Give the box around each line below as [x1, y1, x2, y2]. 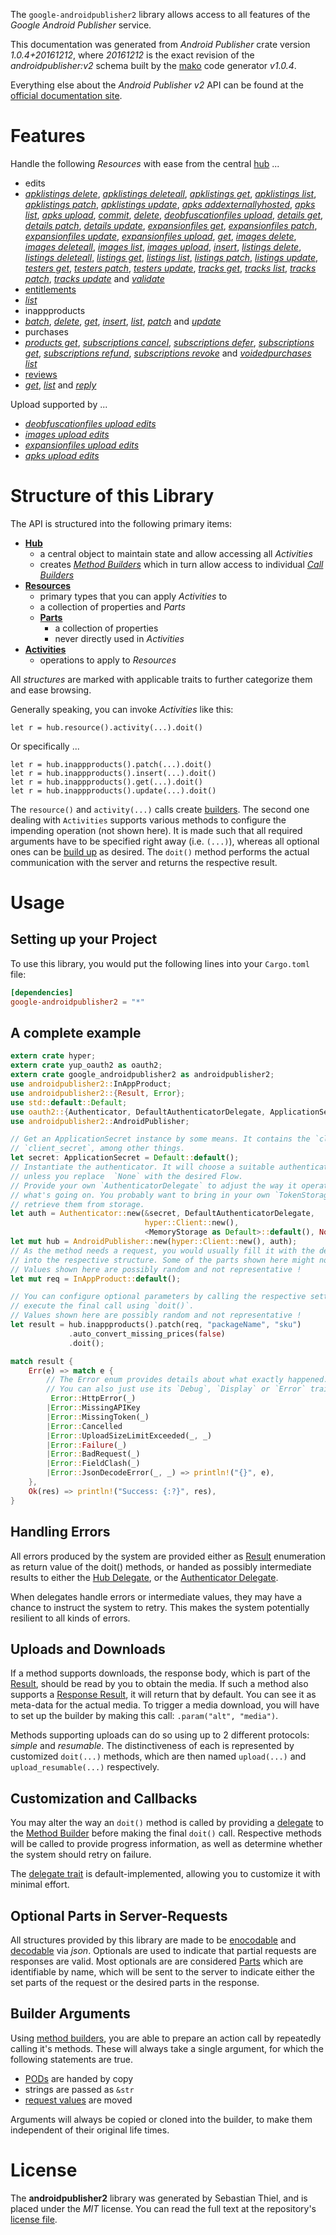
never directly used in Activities [54, 632, 185, 644]
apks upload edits [24, 449, 100, 461]
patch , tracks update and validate [24, 272, 165, 284]
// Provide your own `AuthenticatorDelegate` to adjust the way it [10, 1180, 298, 1191]
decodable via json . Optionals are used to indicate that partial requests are [10, 1944, 317, 1956]
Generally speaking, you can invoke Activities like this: [10, 703, 234, 715]
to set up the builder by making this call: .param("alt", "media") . [10, 1710, 279, 1722]
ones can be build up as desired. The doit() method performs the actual [10, 845, 310, 858]
